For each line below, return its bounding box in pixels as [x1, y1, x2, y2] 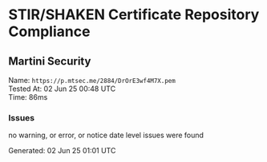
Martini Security [8, 54, 91, 68]
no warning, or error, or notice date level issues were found [8, 130, 204, 140]
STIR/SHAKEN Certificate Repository [8, 6, 260, 24]
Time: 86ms [8, 93, 48, 101]
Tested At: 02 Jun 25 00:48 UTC [8, 84, 116, 93]
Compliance [8, 22, 91, 41]
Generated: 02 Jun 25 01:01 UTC [8, 146, 116, 156]
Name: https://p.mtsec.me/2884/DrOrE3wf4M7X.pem [8, 76, 176, 85]
